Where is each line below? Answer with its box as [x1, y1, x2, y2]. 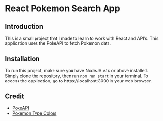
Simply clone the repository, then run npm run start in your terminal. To [5, 73, 148, 79]
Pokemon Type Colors [12, 110, 57, 116]
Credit [5, 92, 24, 101]
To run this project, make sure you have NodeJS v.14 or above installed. [5, 67, 148, 73]
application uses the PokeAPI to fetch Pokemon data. [5, 40, 111, 46]
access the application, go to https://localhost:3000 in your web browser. [5, 78, 152, 83]
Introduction [5, 22, 44, 31]
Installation [5, 55, 40, 63]
